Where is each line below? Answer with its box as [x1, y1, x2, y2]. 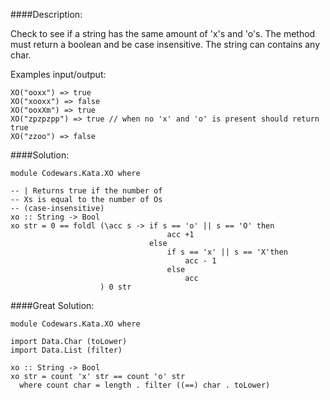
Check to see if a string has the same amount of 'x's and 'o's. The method [10, 28, 316, 39]
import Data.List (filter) [10, 345, 123, 355]
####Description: [10, 9, 83, 20]
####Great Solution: [10, 300, 95, 311]
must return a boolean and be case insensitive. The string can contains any [10, 39, 321, 50]
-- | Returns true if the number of [10, 186, 163, 196]
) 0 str [99, 282, 132, 292]
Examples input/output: [10, 69, 107, 80]
